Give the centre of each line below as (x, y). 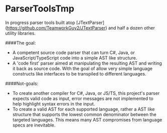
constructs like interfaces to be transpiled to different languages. (79, 73)
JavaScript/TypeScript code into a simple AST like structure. (75, 57)
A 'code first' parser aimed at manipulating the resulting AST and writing (87, 63)
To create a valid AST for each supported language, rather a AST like (83, 109)
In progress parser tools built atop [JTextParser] (55, 22)
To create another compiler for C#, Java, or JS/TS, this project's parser (86, 93)
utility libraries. (21, 33)
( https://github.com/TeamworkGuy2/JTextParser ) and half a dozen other (80, 27)
